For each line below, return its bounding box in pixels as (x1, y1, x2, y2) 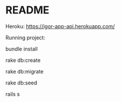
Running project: (5, 34, 46, 41)
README (5, 3, 50, 17)
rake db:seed (5, 79, 37, 86)
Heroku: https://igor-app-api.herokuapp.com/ (5, 23, 115, 30)
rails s (5, 90, 20, 97)
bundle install (5, 45, 38, 52)
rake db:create (5, 57, 41, 64)
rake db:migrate (5, 68, 44, 75)
